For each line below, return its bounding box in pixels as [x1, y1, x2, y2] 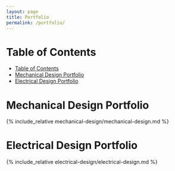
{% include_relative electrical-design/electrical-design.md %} [6, 159, 158, 166]
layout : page [6, 8, 39, 15]
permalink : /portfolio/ [6, 20, 65, 26]
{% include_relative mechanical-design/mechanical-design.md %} [6, 118, 170, 125]
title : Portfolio [6, 14, 49, 20]
